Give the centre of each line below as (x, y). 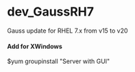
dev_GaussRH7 (51, 12)
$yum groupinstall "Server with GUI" (59, 61)
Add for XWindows (35, 46)
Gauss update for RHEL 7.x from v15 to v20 (67, 31)
